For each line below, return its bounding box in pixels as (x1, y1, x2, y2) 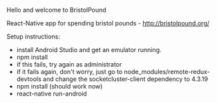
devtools (16, 75, 42, 83)
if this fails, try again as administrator (16, 60, 122, 68)
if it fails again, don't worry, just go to (16, 68, 123, 76)
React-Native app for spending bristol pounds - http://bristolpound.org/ (6, 19, 210, 27)
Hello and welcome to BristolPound (6, 6, 106, 14)
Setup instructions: (6, 32, 60, 41)
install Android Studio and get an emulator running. (16, 46, 162, 54)
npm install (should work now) (16, 82, 103, 90)
